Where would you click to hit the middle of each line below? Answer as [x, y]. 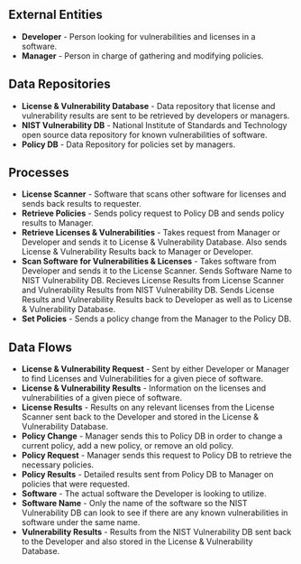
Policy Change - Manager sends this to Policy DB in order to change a [152, 436]
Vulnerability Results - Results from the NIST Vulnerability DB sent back [156, 532]
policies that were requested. [75, 484]
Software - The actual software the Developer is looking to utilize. [144, 494]
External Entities [55, 15]
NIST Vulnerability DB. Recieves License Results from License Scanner [153, 281]
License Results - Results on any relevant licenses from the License [148, 407]
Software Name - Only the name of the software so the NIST [135, 504]
